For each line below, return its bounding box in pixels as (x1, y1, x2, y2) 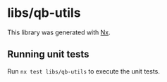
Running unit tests (7, 48, 89, 60)
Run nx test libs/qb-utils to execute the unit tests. (7, 67, 160, 75)
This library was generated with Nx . (7, 28, 111, 36)
